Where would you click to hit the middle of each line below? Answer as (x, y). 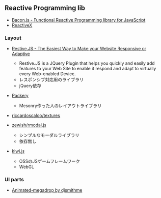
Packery (20, 96)
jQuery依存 (30, 86)
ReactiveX (22, 25)
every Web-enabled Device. (47, 74)
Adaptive (21, 54)
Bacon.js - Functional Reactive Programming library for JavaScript (79, 20)
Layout (13, 38)
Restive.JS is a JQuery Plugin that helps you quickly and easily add (87, 63)
